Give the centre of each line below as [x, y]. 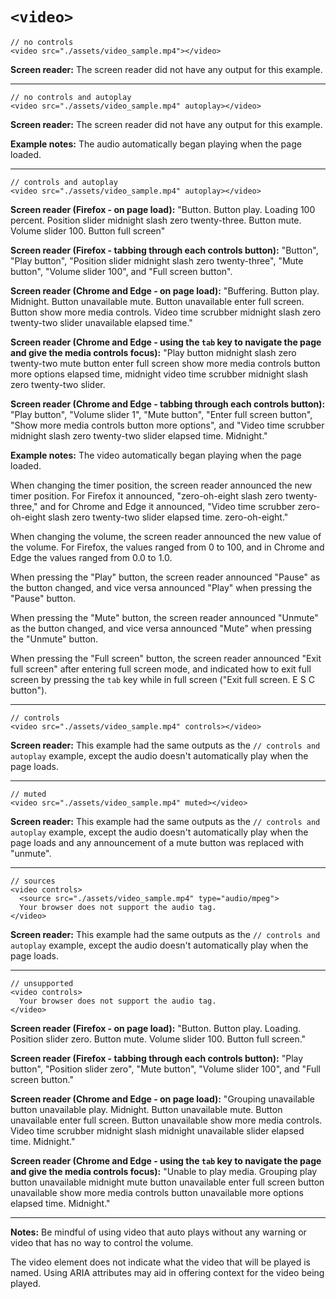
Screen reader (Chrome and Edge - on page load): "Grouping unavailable [162, 1099]
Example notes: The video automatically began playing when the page [156, 455]
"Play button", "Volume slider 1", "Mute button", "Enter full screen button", [161, 414]
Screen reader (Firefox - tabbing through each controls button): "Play [157, 1058]
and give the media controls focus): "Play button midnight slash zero [153, 352]
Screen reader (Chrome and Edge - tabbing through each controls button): [168, 404]
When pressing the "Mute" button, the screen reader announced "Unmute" [164, 617]
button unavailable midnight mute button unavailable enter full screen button [167, 1182]
